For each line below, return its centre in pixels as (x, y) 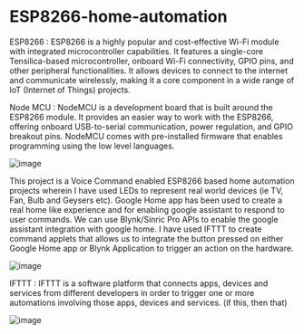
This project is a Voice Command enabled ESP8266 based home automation (152, 181)
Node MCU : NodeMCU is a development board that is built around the (142, 107)
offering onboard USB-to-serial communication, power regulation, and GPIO (151, 126)
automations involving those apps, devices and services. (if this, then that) (148, 302)
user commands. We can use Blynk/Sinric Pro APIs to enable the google (144, 219)
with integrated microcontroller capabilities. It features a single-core (137, 51)
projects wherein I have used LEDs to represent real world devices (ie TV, (147, 190)
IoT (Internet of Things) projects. (70, 90)
